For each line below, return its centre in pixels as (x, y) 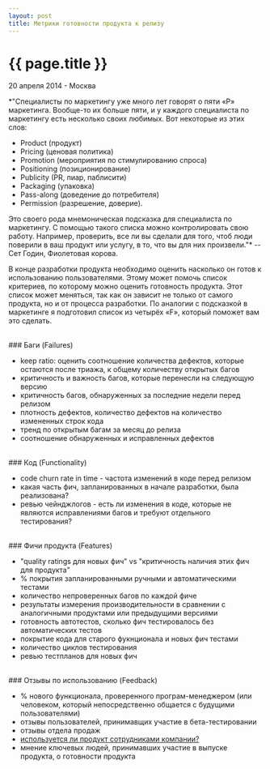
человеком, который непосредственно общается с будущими (127, 705)
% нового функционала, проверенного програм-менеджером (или (136, 696)
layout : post (30, 16)
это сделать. (30, 321)
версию (34, 387)
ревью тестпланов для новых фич (78, 656)
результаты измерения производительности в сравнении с (123, 605)
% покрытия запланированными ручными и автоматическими (128, 579)
